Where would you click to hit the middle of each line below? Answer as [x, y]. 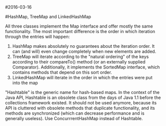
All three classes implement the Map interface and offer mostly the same [79, 26]
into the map [25, 83]
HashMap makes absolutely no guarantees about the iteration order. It [83, 46]
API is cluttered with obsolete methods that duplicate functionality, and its [80, 108]
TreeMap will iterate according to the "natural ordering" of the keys [81, 57]
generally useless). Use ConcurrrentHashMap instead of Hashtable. [74, 118]
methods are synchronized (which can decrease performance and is [75, 113]
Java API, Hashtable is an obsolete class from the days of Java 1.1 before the [83, 97]
